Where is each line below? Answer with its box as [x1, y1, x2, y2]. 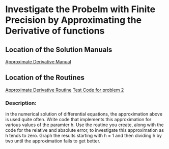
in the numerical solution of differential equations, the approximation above [5, 111, 163, 117]
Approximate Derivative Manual [5, 59, 71, 64]
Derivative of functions [5, 25, 105, 36]
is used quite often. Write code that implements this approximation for [5, 117, 152, 123]
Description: [5, 99, 37, 106]
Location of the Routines [5, 73, 85, 82]
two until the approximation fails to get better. [5, 138, 101, 144]
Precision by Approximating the [5, 14, 142, 26]
